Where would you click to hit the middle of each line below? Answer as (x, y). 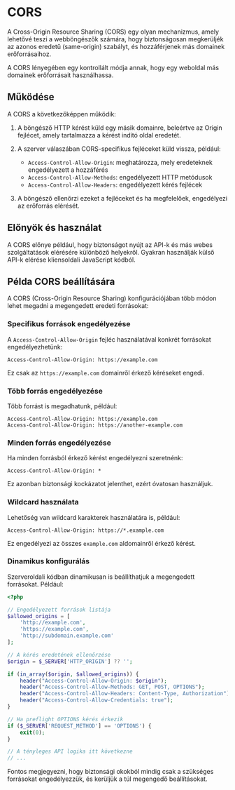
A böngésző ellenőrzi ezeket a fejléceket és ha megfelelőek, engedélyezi (122, 198)
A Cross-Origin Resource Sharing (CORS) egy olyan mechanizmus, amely (113, 32)
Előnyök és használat (55, 228)
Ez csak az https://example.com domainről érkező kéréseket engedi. (106, 373)
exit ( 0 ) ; (33, 732)
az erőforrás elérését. (49, 206)
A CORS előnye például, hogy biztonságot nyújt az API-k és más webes (110, 245)
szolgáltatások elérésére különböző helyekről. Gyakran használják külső (111, 252)
